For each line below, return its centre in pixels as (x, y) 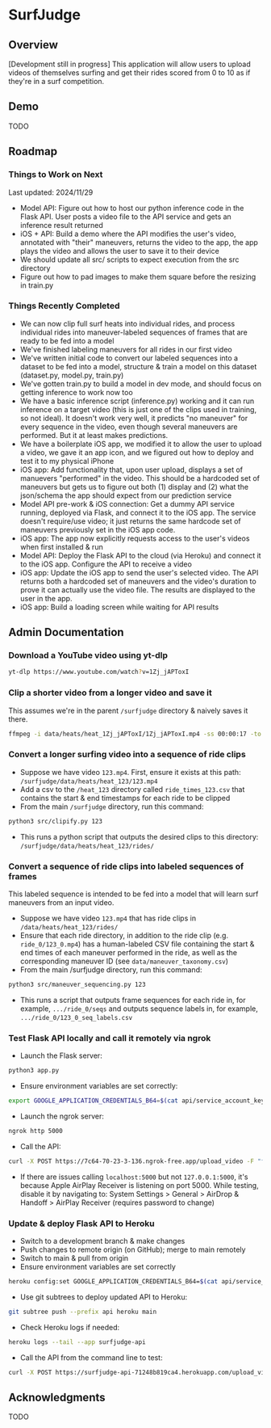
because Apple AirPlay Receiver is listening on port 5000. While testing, (140, 1185)
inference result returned (61, 225)
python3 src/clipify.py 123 (56, 821)
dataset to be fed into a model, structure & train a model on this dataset (138, 366)
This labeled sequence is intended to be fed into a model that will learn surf (133, 894)
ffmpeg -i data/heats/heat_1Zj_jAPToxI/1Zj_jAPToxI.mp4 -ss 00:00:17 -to (135, 734)
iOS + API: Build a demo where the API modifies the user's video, (128, 234)
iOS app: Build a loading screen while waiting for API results (119, 607)
